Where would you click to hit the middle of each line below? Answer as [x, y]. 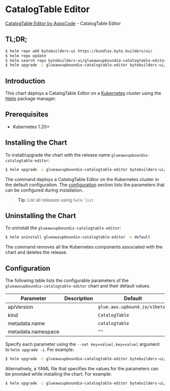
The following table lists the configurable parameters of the [67, 280]
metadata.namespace [34, 332]
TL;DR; [16, 39]
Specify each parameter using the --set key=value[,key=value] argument [82, 344]
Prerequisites [27, 114]
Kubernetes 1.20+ [31, 127]
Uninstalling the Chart [41, 216]
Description [79, 299]
